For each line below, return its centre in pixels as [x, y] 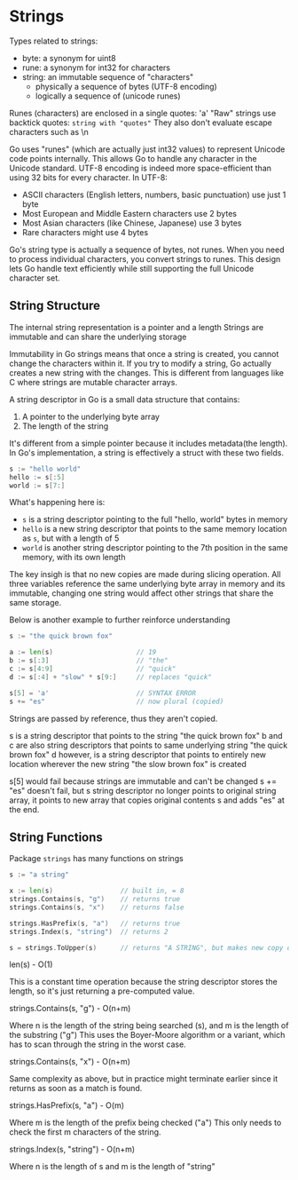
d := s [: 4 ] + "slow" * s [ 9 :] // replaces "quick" [111, 677]
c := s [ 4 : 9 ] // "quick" [93, 669]
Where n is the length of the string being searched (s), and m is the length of [149, 1026]
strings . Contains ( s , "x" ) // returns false [97, 907]
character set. [35, 278]
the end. [24, 809]
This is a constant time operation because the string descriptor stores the [143, 982]
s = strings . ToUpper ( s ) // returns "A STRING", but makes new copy [146, 947]
